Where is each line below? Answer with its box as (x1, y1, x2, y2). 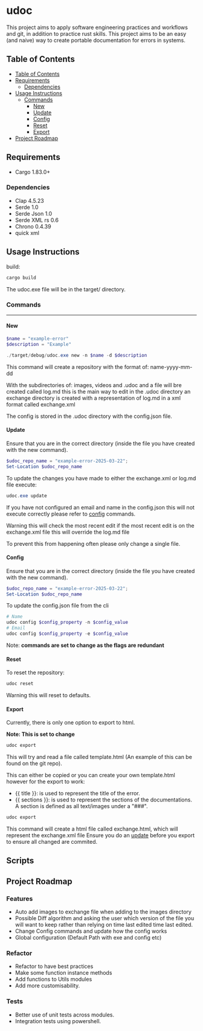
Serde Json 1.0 (14, 210, 53, 217)
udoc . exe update (6, 492, 47, 499)
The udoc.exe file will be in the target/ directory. (6, 285, 126, 293)
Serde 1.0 (14, 204, 39, 211)
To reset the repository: (6, 669, 65, 676)
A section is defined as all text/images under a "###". (14, 803, 148, 810)
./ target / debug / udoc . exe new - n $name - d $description (6, 352, 147, 358)
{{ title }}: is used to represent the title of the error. (14, 790, 140, 797)
